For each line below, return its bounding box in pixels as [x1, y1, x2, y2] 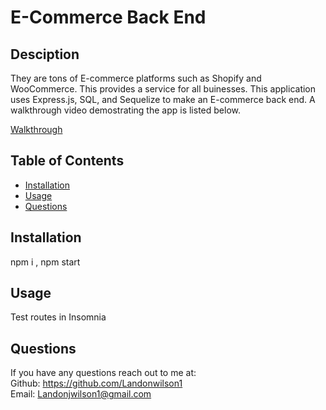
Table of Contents [10, 152, 125, 170]
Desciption [10, 46, 80, 63]
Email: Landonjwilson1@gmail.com [10, 388, 152, 400]
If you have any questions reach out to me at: [10, 367, 197, 379]
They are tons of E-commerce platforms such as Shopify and [10, 72, 262, 84]
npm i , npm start [10, 256, 81, 268]
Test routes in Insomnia [10, 311, 107, 323]
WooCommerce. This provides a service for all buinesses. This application [10, 83, 317, 95]
